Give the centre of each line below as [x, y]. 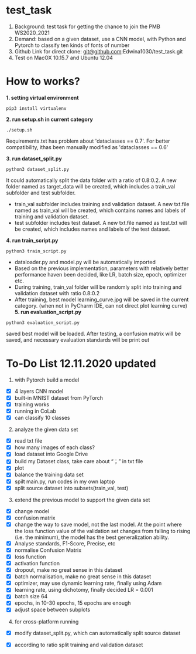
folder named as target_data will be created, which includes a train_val [91, 186]
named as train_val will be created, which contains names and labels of [100, 210]
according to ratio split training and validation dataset [79, 645]
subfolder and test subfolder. [41, 193]
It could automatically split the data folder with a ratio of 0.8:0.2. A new [91, 180]
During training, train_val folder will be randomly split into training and [98, 287]
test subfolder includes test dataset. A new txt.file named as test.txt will [101, 223]
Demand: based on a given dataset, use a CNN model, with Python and [100, 39]
